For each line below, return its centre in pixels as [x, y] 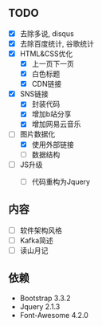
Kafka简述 [36, 240]
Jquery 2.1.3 [40, 306]
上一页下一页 [53, 64]
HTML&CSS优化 [46, 53]
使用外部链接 [53, 145]
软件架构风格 [41, 230]
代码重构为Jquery [61, 181]
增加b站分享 [51, 114]
